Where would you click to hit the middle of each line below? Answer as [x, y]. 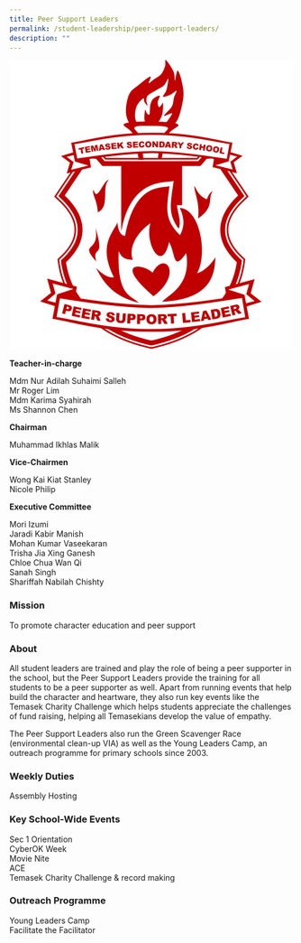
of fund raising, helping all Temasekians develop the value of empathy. [141, 716]
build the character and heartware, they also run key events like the [134, 696]
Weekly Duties [42, 776]
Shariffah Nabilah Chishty [57, 582]
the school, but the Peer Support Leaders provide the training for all [135, 677]
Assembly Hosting [43, 796]
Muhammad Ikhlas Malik [55, 445]
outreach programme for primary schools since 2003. [109, 752]
